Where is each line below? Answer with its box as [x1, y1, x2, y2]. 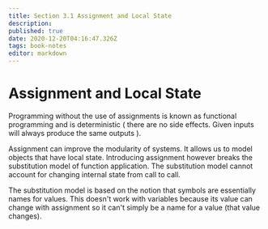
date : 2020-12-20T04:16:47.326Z [8, 34, 117, 43]
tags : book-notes [8, 42, 67, 50]
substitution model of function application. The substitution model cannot [8, 161, 253, 171]
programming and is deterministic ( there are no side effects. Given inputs [8, 119, 255, 129]
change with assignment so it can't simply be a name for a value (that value [8, 202, 261, 212]
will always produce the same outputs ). [8, 128, 142, 138]
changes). [8, 211, 42, 221]
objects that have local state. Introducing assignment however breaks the [8, 152, 253, 162]
